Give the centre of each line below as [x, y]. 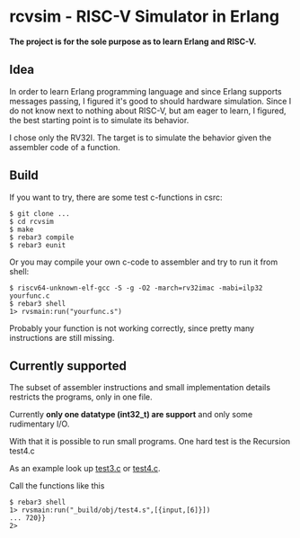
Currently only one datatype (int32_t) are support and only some [131, 415]
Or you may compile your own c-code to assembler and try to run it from [144, 262]
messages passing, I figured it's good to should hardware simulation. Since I [150, 101]
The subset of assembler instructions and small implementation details [140, 388]
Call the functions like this [57, 486]
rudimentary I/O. [40, 424]
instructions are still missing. [62, 337]
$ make [22, 229]
